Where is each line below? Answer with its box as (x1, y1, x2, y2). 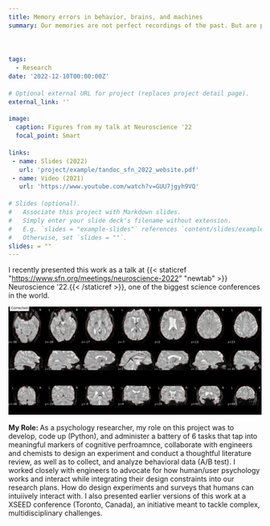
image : (8, 115, 31, 123)
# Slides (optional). (8, 199, 81, 208)
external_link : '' (8, 97, 70, 106)
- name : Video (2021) (11, 174, 84, 183)
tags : (8, 55, 27, 64)
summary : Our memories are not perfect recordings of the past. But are (8, 21, 257, 30)
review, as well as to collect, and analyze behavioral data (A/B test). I (8, 457, 235, 466)
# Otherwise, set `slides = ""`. (8, 233, 128, 241)
